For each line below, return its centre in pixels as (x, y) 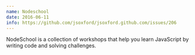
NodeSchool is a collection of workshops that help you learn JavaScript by (97, 40)
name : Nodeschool (28, 12)
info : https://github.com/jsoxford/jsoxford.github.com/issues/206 (92, 22)
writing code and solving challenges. (51, 46)
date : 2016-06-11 (28, 17)
